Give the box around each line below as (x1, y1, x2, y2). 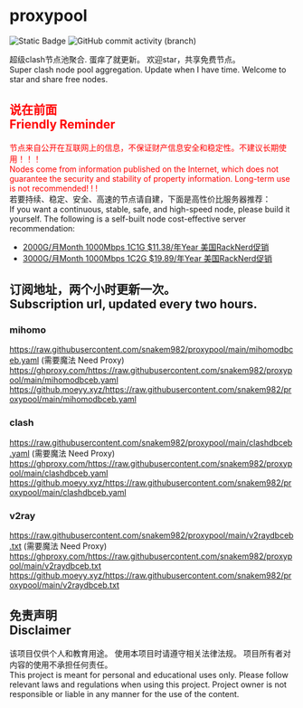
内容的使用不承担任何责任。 (9, 659, 113, 670)
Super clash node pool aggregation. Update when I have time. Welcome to (9, 64, 287, 75)
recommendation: (9, 222, 75, 233)
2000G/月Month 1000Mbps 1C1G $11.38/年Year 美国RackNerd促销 (22, 241, 270, 252)
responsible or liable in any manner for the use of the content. (9, 688, 240, 699)
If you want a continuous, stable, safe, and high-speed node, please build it (9, 203, 290, 214)
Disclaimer (9, 623, 71, 638)
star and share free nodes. (9, 73, 109, 84)
